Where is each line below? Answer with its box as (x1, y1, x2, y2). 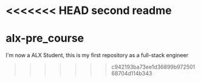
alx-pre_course (5, 32, 84, 46)
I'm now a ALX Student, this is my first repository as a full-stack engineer (5, 52, 189, 59)
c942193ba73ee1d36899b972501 (111, 63, 196, 70)
